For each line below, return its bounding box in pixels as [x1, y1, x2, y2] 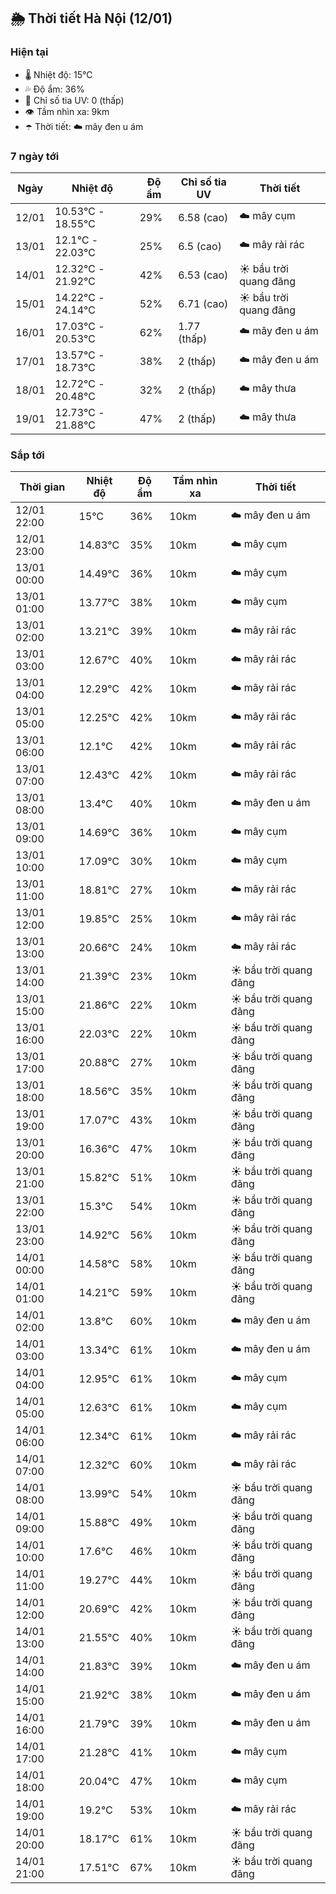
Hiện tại [10, 45, 49, 59]
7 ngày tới [10, 149, 60, 163]
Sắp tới [10, 448, 45, 462]
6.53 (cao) [178, 268, 229, 282]
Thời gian [19, 480, 66, 494]
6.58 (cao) [178, 210, 229, 224]
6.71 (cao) [178, 296, 229, 310]
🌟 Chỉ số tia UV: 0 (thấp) [24, 94, 125, 106]
